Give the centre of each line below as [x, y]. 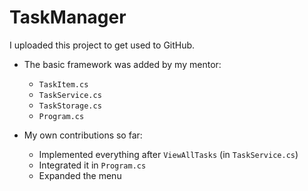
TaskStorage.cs [70, 106]
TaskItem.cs [63, 84]
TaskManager [68, 17]
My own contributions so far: [83, 135]
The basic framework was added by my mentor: [122, 64]
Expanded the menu [80, 175]
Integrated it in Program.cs [92, 165]
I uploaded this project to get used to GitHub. [102, 45]
